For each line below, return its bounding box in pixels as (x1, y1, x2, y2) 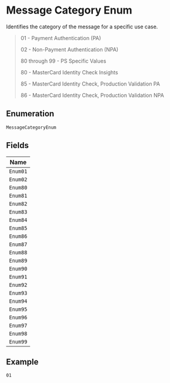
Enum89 (9, 257, 28, 264)
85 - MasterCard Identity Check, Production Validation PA (20, 80, 161, 87)
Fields (6, 140, 29, 150)
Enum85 (9, 225, 28, 231)
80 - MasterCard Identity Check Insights (20, 68, 119, 76)
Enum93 (9, 290, 28, 296)
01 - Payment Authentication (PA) (20, 34, 101, 41)
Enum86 (9, 233, 28, 240)
